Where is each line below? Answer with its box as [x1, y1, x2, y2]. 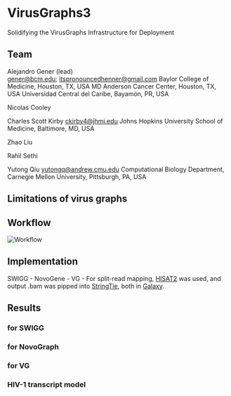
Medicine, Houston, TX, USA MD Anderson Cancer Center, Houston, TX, [7, 82, 216, 91]
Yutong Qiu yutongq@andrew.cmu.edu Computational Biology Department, [7, 165, 225, 173]
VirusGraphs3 [7, 5, 91, 21]
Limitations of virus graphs [7, 193, 128, 205]
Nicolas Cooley [7, 103, 51, 112]
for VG [7, 360, 30, 370]
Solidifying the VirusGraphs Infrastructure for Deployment [7, 28, 174, 37]
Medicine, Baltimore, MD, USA [7, 124, 95, 133]
